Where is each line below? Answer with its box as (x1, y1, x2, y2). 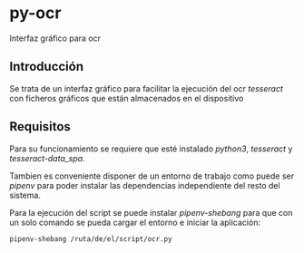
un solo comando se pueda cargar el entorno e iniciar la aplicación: (9, 217, 261, 228)
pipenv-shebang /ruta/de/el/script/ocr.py (9, 234, 172, 243)
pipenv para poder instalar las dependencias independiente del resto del (9, 180, 280, 190)
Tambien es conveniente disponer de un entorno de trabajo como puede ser (9, 170, 295, 181)
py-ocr (9, 3, 62, 24)
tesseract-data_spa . (9, 152, 85, 163)
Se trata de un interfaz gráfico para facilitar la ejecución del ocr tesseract (9, 83, 284, 93)
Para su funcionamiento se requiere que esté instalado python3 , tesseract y (9, 143, 293, 154)
